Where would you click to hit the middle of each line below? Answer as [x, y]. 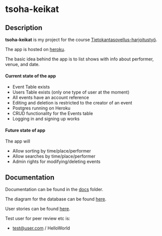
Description [24, 28]
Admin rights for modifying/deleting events [56, 161]
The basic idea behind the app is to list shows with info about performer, [80, 59]
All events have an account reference [51, 97]
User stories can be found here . [38, 209]
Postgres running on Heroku [41, 108]
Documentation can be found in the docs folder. [54, 189]
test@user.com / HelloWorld [41, 228]
